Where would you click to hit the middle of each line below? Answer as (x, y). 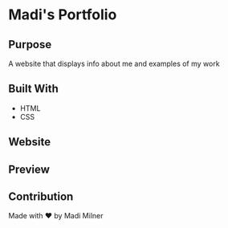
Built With (33, 89)
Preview (29, 169)
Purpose (30, 45)
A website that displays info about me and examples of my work (114, 63)
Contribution (41, 196)
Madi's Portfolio (63, 15)
